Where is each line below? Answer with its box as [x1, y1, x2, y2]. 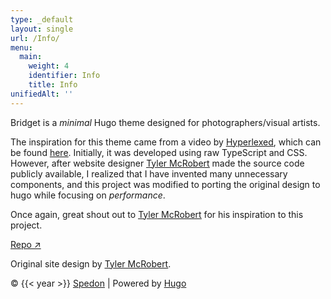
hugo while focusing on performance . [10, 189, 166, 201]
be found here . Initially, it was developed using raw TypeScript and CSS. [10, 146, 308, 158]
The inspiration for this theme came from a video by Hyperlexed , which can [10, 136, 322, 148]
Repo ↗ [10, 238, 42, 250]
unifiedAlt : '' [10, 89, 74, 99]
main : [19, 52, 43, 62]
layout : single [10, 24, 74, 34]
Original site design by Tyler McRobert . [10, 257, 172, 270]
